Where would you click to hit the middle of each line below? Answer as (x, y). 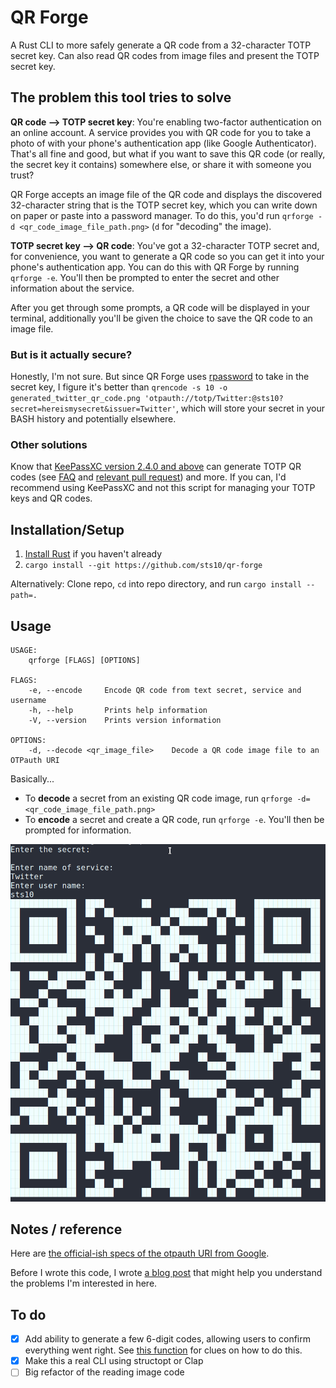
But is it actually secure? (71, 354)
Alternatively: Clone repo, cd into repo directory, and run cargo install (156, 584)
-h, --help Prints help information (118, 710)
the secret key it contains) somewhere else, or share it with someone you (161, 164)
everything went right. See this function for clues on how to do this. (163, 1350)
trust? (22, 175)
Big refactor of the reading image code (104, 1372)
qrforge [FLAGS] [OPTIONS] (84, 660)
